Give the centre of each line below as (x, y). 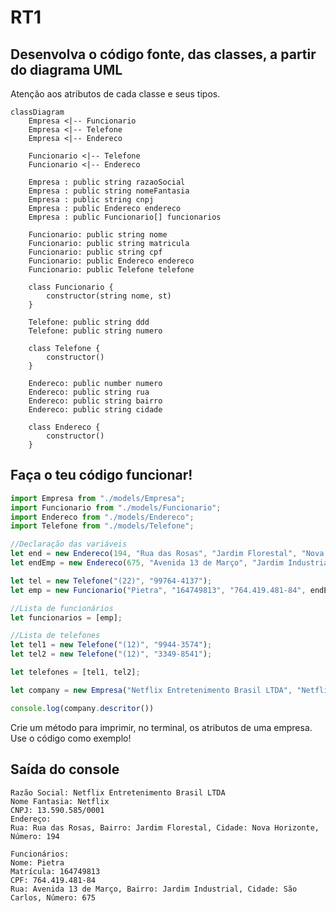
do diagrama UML (66, 69)
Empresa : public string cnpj (91, 200)
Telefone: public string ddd (89, 322)
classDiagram (37, 112)
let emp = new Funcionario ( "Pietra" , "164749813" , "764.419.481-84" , (158, 590)
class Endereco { (64, 427)
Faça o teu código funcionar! (101, 475)
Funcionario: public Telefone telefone (111, 270)
